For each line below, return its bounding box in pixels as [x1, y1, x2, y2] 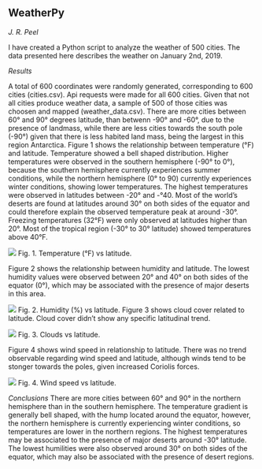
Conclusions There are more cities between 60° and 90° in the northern [8, 393, 242, 403]
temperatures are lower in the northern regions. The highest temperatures [8, 426, 248, 436]
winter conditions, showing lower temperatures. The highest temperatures [8, 181, 249, 192]
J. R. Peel [8, 27, 39, 36]
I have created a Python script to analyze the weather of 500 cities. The [8, 43, 241, 52]
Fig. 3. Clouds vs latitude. [17, 329, 101, 339]
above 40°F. [8, 232, 49, 241]
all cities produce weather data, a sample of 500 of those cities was [8, 98, 228, 107]
